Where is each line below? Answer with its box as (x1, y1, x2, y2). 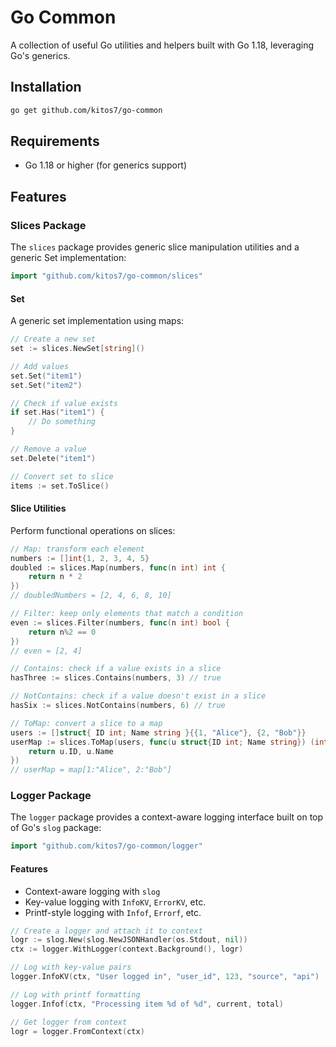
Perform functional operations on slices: (10, 524, 176, 536)
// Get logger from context (10, 1017, 128, 1027)
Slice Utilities (10, 502, 67, 515)
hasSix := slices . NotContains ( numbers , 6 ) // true (10, 701, 226, 711)
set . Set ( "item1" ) (10, 371, 83, 381)
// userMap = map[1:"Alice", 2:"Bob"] (10, 765, 172, 775)
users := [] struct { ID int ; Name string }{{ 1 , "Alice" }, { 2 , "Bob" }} (10, 727, 307, 738)
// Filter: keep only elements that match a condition (10, 609, 244, 619)
